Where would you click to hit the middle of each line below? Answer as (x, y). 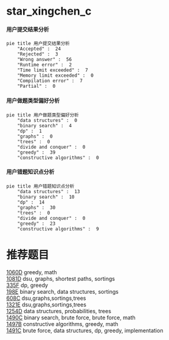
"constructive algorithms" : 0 (58, 158)
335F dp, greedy (27, 285)
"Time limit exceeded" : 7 (53, 70)
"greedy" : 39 (36, 152)
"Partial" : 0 (36, 87)
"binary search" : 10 (46, 197)
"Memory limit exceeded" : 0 (56, 76)
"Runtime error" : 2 (44, 65)
